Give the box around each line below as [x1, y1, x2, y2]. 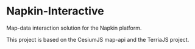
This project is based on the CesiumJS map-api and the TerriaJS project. [6, 36, 190, 43]
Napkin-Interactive [6, 4, 105, 18]
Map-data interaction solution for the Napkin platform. [6, 24, 142, 31]
